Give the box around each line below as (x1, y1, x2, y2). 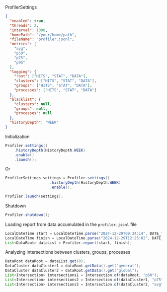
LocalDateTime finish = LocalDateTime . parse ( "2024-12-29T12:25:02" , (5, 235, 150, 240)
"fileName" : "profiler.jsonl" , (9, 37, 75, 42)
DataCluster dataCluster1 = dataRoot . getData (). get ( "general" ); (5, 263, 141, 269)
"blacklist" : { (9, 97, 41, 102)
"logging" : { (9, 69, 37, 74)
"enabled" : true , (9, 18, 46, 23)
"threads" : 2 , (9, 23, 39, 28)
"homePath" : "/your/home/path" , (9, 32, 77, 37)
